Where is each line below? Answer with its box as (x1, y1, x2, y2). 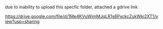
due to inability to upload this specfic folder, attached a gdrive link (5, 4, 138, 10)
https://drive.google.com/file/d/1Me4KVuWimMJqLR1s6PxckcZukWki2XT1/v (5, 14, 159, 19)
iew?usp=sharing (5, 19, 40, 24)
